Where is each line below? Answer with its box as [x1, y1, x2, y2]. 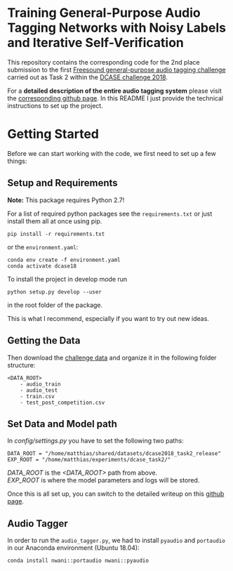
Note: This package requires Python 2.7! [7, 195, 125, 204]
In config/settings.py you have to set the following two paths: [7, 437, 184, 445]
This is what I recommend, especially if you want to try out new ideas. [7, 314, 209, 322]
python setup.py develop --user [7, 288, 102, 296]
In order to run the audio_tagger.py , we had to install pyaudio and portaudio [7, 536, 226, 545]
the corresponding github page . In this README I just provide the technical [7, 93, 223, 103]
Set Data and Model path [7, 418, 118, 430]
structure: [7, 360, 36, 369]
